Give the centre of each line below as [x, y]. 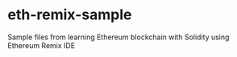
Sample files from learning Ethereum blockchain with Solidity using [118, 37]
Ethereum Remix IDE [42, 45]
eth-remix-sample [70, 15]
